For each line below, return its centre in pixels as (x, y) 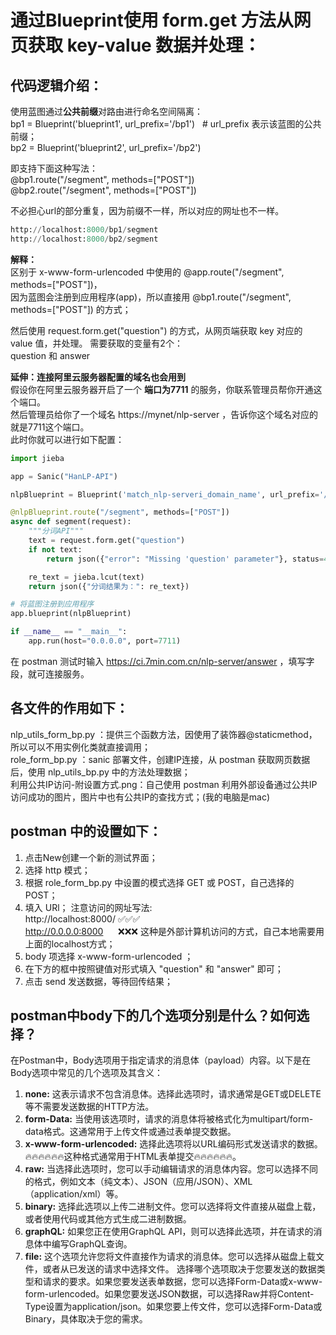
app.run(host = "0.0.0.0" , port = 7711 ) (105, 641)
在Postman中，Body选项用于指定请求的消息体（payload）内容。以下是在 (161, 1060)
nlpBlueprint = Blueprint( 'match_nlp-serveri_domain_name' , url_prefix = (165, 494)
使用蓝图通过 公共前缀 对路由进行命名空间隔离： (106, 111)
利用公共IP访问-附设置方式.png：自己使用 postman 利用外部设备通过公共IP (164, 784)
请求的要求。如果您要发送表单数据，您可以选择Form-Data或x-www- (182, 1282)
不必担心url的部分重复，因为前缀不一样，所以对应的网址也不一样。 (147, 210)
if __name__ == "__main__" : (69, 632)
